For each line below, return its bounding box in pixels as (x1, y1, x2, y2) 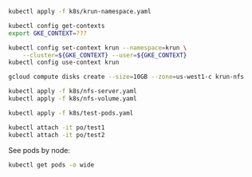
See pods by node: (8, 145, 70, 155)
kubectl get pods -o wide (8, 160, 94, 169)
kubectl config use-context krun (8, 58, 120, 67)
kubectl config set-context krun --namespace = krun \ (8, 44, 187, 52)
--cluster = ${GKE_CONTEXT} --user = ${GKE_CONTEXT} (22, 51, 187, 59)
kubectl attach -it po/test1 (8, 124, 105, 132)
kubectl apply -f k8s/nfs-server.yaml (8, 88, 137, 96)
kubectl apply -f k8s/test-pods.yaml (8, 108, 134, 117)
